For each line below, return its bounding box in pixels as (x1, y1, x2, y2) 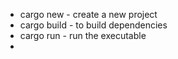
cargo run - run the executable (19, 30, 147, 41)
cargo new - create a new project (19, 9, 158, 20)
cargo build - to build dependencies (19, 19, 168, 31)
